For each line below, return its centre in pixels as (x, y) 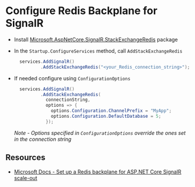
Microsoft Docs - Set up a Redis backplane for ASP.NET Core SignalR (98, 172)
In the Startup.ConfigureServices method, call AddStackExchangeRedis (98, 50)
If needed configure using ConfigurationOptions (72, 78)
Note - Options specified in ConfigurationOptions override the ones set (100, 132)
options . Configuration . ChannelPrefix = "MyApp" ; (112, 111)
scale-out (25, 178)
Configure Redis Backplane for (81, 11)
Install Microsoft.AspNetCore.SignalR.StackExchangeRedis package (96, 39)
